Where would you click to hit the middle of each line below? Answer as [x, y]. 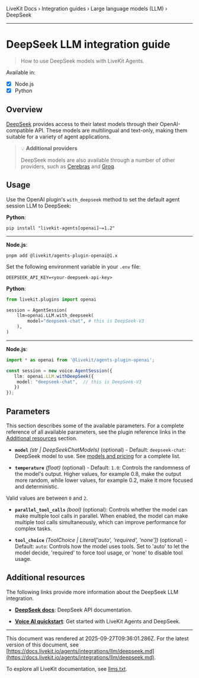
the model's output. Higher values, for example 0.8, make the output [98, 474]
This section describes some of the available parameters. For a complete [95, 425]
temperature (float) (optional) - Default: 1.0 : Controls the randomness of [102, 468]
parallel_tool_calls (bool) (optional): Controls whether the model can [101, 510]
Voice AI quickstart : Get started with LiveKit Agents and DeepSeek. [97, 621]
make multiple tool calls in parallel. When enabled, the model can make [101, 516]
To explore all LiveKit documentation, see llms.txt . [67, 668]
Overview [25, 110]
